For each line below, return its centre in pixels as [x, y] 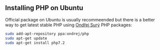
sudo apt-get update [26, 38]
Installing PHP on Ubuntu [44, 8]
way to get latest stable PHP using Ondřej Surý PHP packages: [68, 25]
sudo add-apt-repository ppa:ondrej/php [47, 33]
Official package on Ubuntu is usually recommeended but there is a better [80, 19]
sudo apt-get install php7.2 [35, 43]
